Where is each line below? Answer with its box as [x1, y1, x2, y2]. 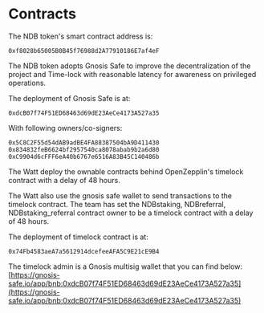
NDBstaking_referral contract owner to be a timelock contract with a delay [8, 208, 254, 217]
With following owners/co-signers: [8, 123, 123, 132]
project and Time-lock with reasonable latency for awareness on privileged [8, 69, 257, 79]
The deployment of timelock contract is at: [8, 232, 148, 242]
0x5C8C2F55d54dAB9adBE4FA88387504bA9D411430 [8, 138, 160, 147]
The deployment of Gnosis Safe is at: [8, 93, 131, 103]
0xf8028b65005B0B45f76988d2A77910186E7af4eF [8, 47, 160, 55]
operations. [8, 78, 47, 87]
